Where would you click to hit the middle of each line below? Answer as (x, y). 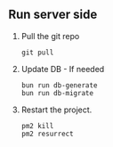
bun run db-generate (59, 85)
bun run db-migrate (57, 93)
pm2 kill (37, 126)
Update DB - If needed (63, 69)
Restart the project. (56, 110)
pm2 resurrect (47, 134)
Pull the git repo (50, 36)
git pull (37, 53)
